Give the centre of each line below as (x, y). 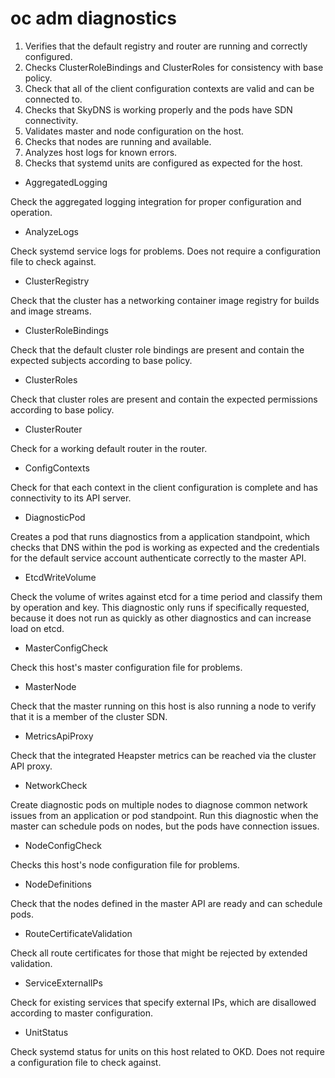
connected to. (53, 99)
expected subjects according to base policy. (101, 360)
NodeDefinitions (58, 884)
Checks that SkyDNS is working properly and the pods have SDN (158, 109)
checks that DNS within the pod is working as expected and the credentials (165, 547)
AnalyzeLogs (51, 231)
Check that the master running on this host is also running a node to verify (163, 706)
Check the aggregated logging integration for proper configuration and (156, 201)
